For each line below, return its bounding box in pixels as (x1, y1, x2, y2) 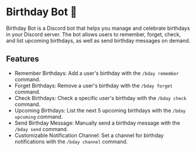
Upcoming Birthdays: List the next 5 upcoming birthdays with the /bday (14, 107, 186, 114)
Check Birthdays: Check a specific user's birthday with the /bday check (14, 94, 187, 101)
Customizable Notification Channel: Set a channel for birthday (14, 132, 164, 139)
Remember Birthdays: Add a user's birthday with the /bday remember (14, 70, 180, 77)
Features (6, 54, 39, 64)
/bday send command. (14, 125, 68, 132)
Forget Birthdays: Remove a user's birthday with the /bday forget (14, 82, 173, 89)
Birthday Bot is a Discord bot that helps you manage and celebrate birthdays (6, 25, 190, 32)
